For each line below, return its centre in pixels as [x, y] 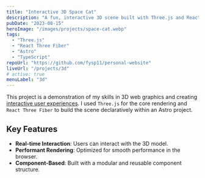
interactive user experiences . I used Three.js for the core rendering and [97, 103]
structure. [27, 169]
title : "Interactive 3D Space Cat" [52, 12]
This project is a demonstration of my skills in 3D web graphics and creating [102, 97]
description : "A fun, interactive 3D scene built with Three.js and [95, 18]
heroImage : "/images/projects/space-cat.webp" [67, 29]
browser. [26, 156]
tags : [13, 35]
